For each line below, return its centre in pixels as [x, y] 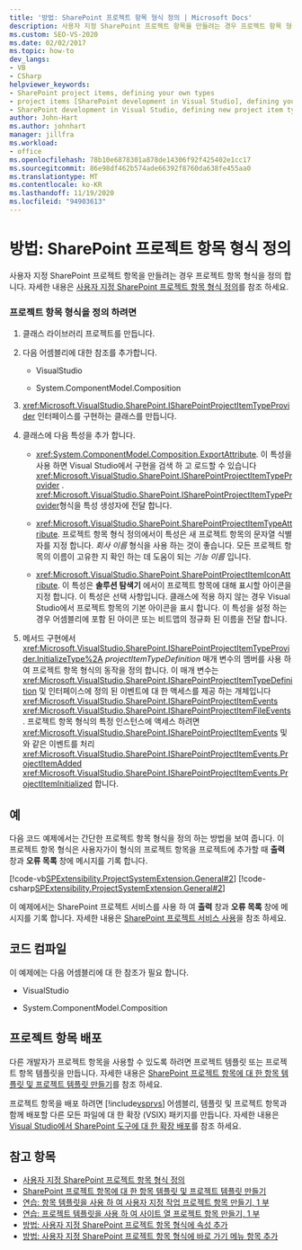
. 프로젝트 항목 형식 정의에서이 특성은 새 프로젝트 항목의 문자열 [166, 534]
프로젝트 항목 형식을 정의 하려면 [73, 312]
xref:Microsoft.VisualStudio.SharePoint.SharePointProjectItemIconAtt [163, 575]
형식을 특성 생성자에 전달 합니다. [115, 505]
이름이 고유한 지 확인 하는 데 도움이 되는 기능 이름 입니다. [152, 557]
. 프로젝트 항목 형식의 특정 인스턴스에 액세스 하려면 [111, 721]
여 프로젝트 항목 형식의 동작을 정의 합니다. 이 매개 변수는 [120, 670]
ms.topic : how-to [42, 51]
